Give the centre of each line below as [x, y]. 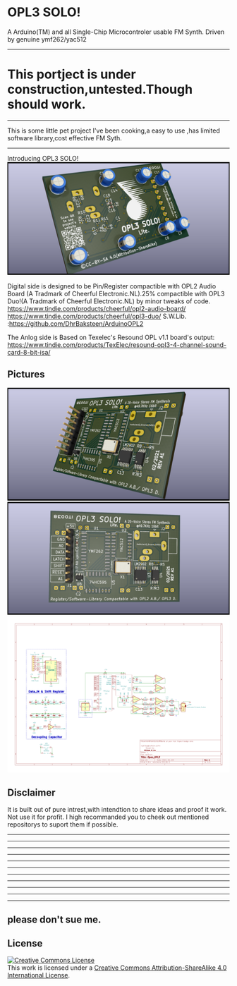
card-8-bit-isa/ [29, 352]
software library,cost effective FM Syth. [65, 138]
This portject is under [72, 74]
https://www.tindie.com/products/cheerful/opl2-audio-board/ [97, 308]
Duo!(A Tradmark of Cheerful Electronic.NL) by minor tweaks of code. [109, 301]
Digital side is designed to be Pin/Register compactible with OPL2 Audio [112, 286]
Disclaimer [31, 792]
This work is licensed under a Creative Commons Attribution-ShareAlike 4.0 [117, 968]
